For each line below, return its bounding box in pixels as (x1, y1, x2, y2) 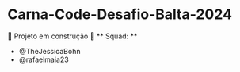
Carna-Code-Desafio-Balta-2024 (7, 5, 233, 23)
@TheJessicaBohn (18, 46, 81, 56)
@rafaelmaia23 (18, 55, 69, 64)
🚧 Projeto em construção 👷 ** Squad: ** (7, 31, 138, 41)
